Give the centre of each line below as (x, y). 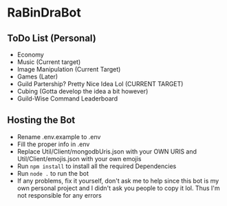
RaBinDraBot (44, 13)
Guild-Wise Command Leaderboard (67, 99)
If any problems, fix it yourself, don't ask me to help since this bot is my (118, 181)
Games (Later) (37, 76)
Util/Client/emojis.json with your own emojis (79, 158)
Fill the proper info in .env (53, 144)
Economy (31, 54)
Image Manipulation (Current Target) (69, 69)
